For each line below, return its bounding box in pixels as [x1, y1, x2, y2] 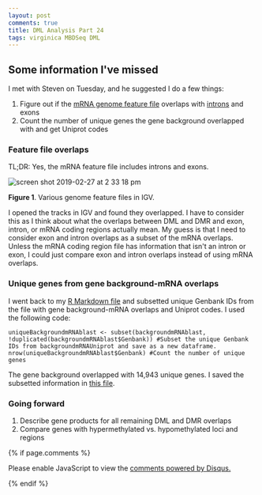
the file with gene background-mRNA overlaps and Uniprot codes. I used [8, 304, 245, 314]
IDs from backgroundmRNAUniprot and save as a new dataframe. [8, 342, 217, 350]
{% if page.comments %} [8, 448, 91, 457]
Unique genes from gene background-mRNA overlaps [8, 278, 219, 289]
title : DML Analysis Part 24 [8, 26, 104, 34]
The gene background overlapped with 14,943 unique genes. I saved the [8, 369, 245, 380]
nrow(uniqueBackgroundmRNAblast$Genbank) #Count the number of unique [8, 349, 245, 357]
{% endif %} [8, 478, 49, 488]
